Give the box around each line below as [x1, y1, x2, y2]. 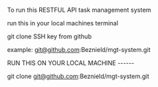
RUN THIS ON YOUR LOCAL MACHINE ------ [7, 59, 135, 67]
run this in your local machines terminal [7, 19, 119, 27]
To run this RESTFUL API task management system [7, 6, 152, 14]
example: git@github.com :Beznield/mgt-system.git [7, 46, 151, 53]
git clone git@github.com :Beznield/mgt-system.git [7, 72, 150, 80]
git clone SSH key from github [7, 32, 92, 40]
